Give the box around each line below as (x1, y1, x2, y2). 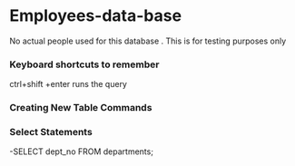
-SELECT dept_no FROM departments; (9, 146, 154, 157)
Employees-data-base (9, 5, 182, 26)
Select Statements (9, 126, 93, 139)
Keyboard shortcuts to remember (9, 58, 160, 71)
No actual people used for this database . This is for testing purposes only (9, 35, 287, 46)
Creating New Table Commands (9, 102, 152, 114)
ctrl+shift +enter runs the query (9, 79, 127, 90)
